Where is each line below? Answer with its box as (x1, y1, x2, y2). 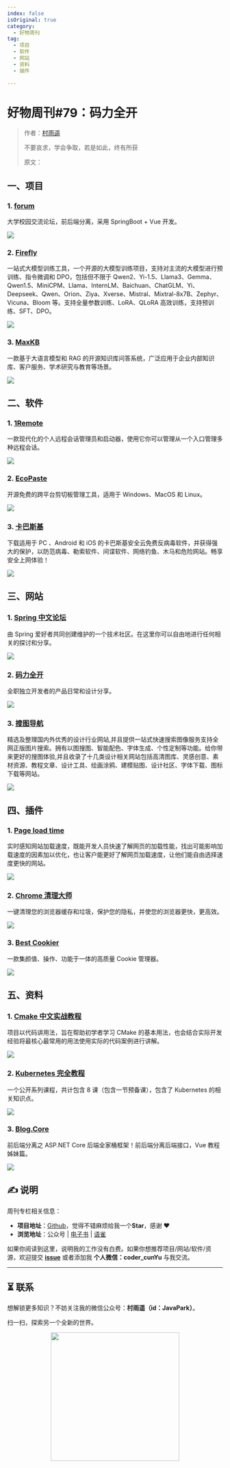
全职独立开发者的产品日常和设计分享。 (7, 687, 115, 695)
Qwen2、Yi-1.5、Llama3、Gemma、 (112, 273, 216, 281)
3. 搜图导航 (7, 718, 44, 728)
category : (7, 23, 36, 29)
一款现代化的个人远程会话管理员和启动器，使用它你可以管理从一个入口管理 (7, 435, 217, 443)
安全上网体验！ (7, 556, 49, 564)
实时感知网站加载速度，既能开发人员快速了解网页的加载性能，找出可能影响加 (7, 842, 223, 850)
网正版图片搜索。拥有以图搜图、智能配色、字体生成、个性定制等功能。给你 (7, 744, 217, 753)
